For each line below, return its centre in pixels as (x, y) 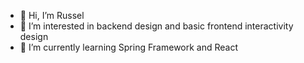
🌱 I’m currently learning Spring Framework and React (129, 47)
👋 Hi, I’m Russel (52, 15)
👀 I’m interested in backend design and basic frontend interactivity (156, 26)
